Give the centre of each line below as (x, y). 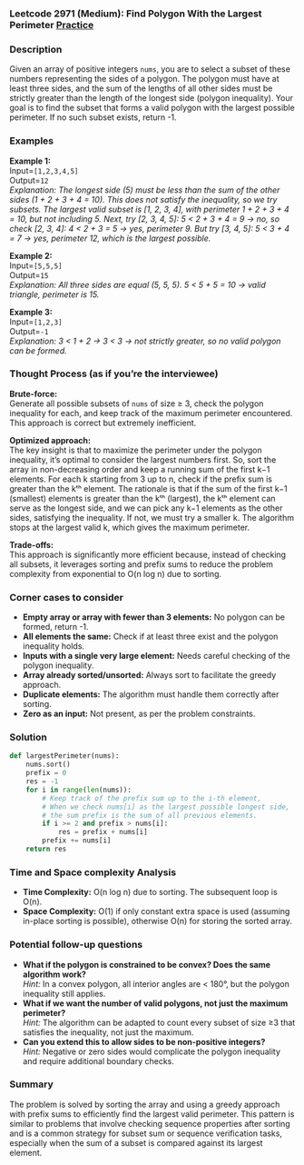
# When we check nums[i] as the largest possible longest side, (166, 807)
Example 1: (30, 161)
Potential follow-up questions (76, 945)
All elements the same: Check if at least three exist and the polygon (150, 637)
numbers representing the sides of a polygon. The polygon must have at (144, 79)
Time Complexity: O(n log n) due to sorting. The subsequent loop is (150, 892)
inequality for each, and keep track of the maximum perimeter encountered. (151, 413)
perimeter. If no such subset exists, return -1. (93, 117)
